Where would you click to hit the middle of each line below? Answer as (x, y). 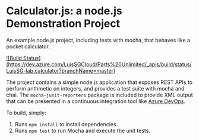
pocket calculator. (28, 46)
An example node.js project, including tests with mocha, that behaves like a (98, 40)
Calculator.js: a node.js (64, 11)
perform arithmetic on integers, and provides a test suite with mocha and (95, 88)
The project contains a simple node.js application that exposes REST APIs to (99, 82)
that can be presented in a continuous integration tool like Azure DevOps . (96, 101)
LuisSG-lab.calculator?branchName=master (60, 70)
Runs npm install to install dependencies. (66, 124)
